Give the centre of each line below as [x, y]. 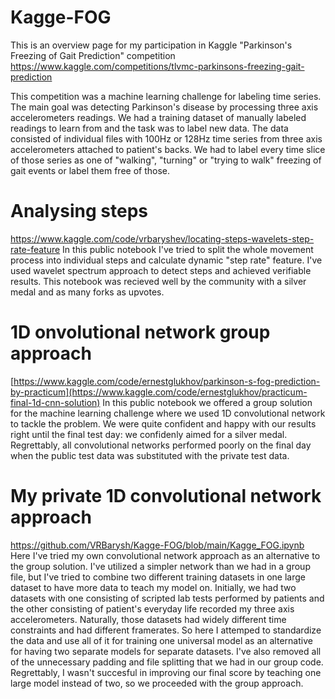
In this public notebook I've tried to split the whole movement [188, 249]
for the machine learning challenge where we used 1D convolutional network [168, 413]
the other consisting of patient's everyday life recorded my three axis [152, 608]
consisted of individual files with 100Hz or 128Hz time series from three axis [166, 138]
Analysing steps [79, 211]
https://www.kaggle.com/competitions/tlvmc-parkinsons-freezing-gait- [157, 66]
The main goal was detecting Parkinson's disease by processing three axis [164, 107]
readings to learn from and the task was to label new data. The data [149, 128]
